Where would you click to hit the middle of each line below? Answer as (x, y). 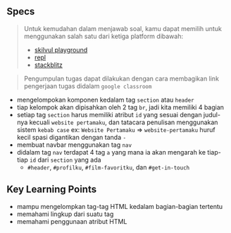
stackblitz (48, 65)
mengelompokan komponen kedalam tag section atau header (105, 100)
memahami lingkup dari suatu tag (65, 214)
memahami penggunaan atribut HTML (72, 221)
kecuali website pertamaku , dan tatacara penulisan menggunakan (124, 122)
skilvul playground (61, 49)
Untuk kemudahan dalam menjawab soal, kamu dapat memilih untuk (123, 28)
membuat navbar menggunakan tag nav (74, 145)
